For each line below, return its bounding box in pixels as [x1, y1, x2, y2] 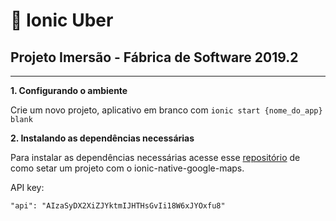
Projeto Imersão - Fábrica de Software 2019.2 [10, 49, 299, 66]
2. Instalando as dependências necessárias [10, 132, 195, 144]
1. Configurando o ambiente [10, 85, 128, 96]
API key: [10, 182, 45, 193]
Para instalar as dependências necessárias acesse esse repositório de [10, 152, 301, 163]
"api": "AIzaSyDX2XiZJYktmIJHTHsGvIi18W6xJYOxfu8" [10, 201, 226, 211]
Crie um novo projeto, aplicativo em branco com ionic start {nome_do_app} [10, 104, 323, 116]
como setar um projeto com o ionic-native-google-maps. [10, 162, 245, 174]
